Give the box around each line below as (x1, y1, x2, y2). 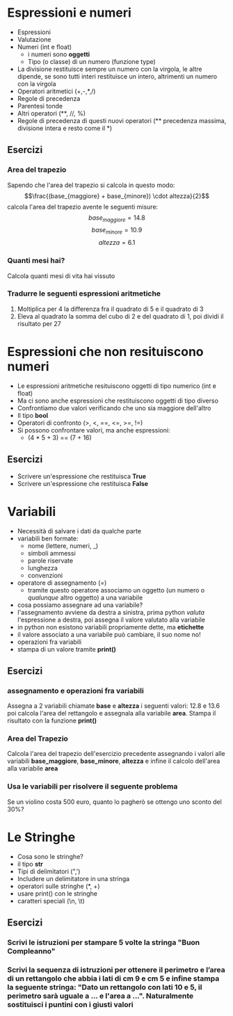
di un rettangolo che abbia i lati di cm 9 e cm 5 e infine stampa (7, 974, 220, 983)
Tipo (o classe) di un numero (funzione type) (27, 57, 156, 65)
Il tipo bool (17, 411, 49, 419)
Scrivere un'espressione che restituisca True (17, 471, 147, 481)
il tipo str (17, 860, 44, 868)
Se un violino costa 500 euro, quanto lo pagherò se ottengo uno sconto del (7, 798, 223, 806)
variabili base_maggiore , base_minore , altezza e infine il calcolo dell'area (7, 757, 220, 766)
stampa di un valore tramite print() (17, 645, 117, 653)
